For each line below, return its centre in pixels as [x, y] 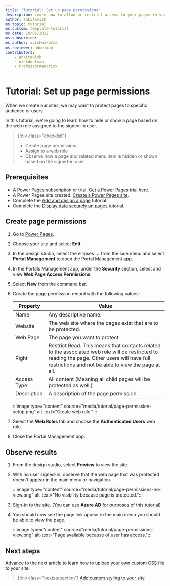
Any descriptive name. [75, 314]
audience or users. [25, 111]
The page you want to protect [83, 337]
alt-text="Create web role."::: [67, 411]
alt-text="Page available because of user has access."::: [93, 535]
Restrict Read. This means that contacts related [104, 345]
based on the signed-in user [55, 162]
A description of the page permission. [93, 393]
